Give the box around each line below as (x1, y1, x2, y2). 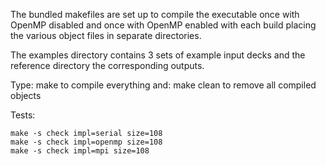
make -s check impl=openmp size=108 (10, 137, 163, 147)
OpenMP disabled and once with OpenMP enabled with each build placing (10, 19, 317, 31)
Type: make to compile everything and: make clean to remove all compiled (10, 79, 317, 91)
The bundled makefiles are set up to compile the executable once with (10, 9, 300, 20)
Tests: (10, 109, 36, 121)
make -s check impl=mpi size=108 (10, 146, 150, 156)
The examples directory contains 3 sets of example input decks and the (10, 49, 306, 61)
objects (10, 90, 42, 101)
